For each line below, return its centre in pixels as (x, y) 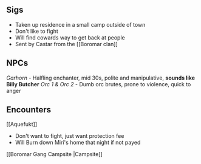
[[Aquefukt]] (22, 125)
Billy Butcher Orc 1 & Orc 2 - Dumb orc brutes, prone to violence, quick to (99, 84)
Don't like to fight (37, 31)
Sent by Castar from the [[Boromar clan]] (66, 44)
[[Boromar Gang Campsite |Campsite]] (54, 154)
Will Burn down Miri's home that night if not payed (78, 143)
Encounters (29, 110)
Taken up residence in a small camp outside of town (80, 24)
